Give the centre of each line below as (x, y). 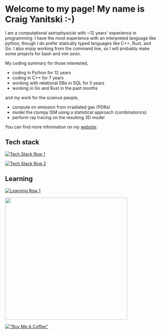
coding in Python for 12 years (41, 72)
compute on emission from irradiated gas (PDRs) (61, 107)
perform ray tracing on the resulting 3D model (58, 117)
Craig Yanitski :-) (40, 19)
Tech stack (22, 142)
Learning (19, 179)
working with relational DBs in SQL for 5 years (58, 83)
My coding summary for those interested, (47, 63)
